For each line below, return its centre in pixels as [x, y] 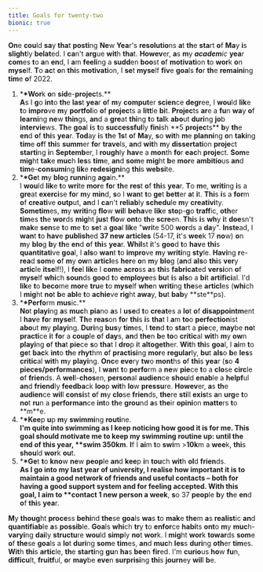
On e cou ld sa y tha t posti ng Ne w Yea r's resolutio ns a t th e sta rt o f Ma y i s [128, 45]
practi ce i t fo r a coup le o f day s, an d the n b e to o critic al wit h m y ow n [133, 335]
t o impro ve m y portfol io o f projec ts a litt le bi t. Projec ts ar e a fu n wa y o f [137, 110]
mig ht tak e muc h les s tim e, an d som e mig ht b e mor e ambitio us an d [131, 160]
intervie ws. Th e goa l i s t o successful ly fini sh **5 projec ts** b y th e [131, 127]
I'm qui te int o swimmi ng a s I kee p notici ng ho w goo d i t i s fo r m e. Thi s [134, 427]
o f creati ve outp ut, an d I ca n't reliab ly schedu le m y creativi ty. [121, 202]
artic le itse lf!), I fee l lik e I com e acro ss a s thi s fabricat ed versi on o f [130, 269]
